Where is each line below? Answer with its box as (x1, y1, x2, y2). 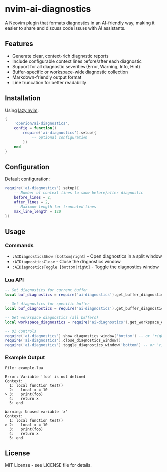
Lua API (5, 276, 24, 283)
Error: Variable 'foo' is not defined (5, 374, 85, 379)
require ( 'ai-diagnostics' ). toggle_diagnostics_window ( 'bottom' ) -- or (5, 343, 155, 348)
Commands (5, 242, 34, 249)
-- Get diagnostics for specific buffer (5, 301, 90, 307)
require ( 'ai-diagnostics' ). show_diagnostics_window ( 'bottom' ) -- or (5, 333, 150, 338)
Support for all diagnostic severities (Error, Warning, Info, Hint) (12, 63, 140, 69)
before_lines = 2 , (14, 195, 52, 200)
